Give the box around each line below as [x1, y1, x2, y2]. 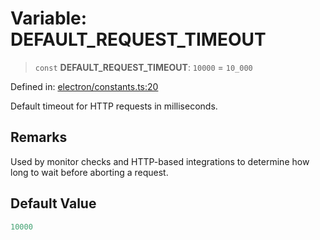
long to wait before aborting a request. [10, 166, 169, 178]
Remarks [10, 129, 68, 146]
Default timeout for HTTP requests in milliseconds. [10, 100, 218, 112]
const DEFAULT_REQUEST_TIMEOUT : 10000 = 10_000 [34, 61, 253, 73]
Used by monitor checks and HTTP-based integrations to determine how [10, 155, 310, 167]
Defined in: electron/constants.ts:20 [10, 80, 159, 92]
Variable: [10, 7, 88, 30]
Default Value [10, 195, 97, 212]
